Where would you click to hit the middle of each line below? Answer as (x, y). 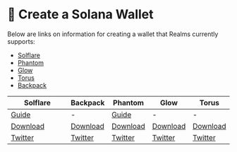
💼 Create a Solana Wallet (80, 14)
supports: (21, 41)
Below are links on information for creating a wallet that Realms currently (113, 34)
